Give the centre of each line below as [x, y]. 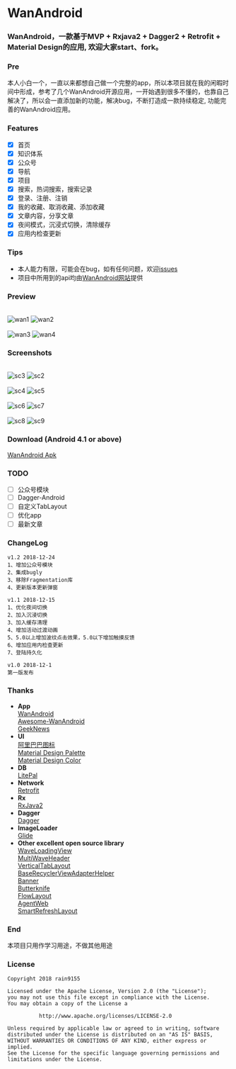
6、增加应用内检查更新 [35, 645]
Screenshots [30, 352]
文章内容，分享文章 [46, 216]
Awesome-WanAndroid [51, 721]
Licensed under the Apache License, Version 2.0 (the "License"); [107, 991]
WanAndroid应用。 [47, 110]
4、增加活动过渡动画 [33, 630]
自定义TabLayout [42, 506]
